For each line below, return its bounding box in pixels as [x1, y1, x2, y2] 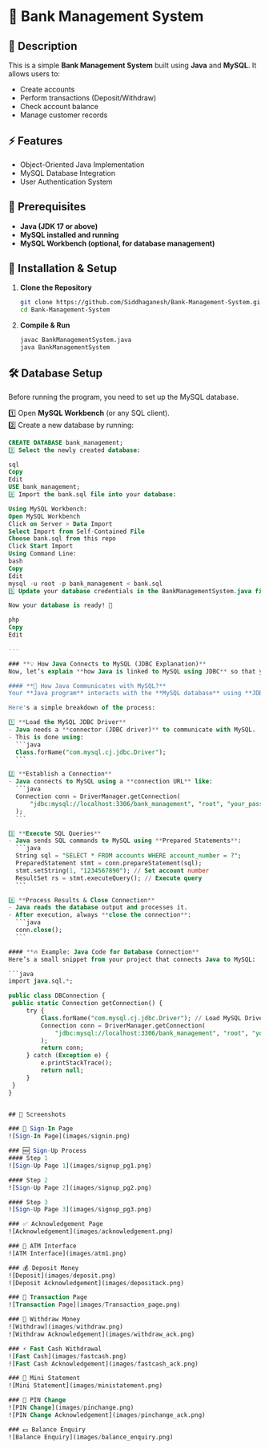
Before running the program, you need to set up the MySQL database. [8, 392, 239, 401]
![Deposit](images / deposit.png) [8, 1272, 116, 1280]
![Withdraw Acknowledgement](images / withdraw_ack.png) [8, 1330, 195, 1338]
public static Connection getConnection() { [11, 999, 163, 1007]
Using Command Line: [8, 550, 78, 558]
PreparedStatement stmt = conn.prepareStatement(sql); [15, 859, 203, 867]
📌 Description [8, 39, 78, 53]
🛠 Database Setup [8, 367, 103, 381]
